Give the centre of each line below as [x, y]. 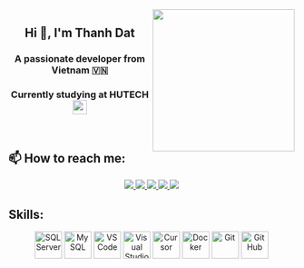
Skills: [26, 214]
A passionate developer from [80, 59]
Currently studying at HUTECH [80, 94]
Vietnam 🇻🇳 [80, 70]
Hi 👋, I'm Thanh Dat [80, 33]
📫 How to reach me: [67, 159]
